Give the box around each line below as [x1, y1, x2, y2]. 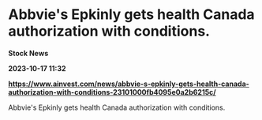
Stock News [8, 48, 49, 58]
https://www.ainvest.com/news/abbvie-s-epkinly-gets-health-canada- [8, 79, 250, 88]
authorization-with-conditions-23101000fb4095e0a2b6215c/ [8, 87, 217, 96]
